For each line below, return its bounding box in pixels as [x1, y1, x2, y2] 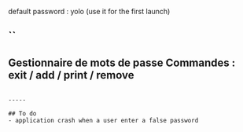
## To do [8, 110, 37, 118]
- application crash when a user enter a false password [8, 117, 199, 125]
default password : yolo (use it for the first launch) [8, 7, 171, 16]
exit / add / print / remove [8, 68, 134, 82]
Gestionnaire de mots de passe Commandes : [8, 56, 236, 69]
